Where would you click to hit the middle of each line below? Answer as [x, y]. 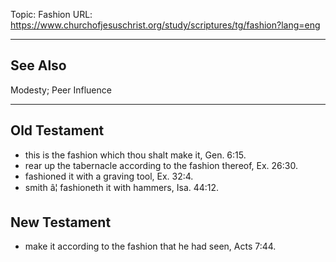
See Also [38, 65]
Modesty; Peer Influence [61, 90]
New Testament [61, 222]
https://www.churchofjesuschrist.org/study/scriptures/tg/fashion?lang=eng [165, 25]
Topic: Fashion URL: [51, 14]
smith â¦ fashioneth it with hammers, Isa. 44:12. [122, 187]
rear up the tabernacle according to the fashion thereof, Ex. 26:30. [161, 165]
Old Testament [57, 130]
